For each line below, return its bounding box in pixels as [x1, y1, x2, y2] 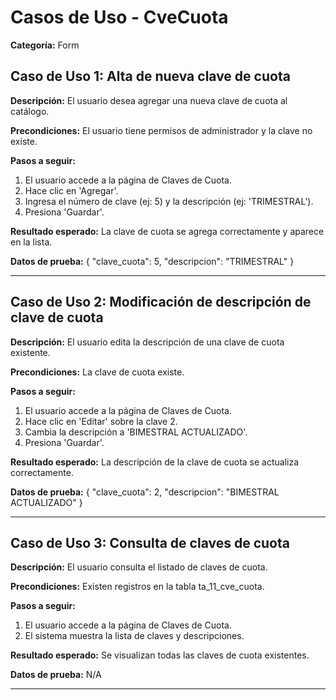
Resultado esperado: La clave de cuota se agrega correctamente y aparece [10, 225, 325, 237]
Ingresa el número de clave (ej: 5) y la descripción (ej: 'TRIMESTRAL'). [24, 195, 314, 207]
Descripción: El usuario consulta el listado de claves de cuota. [10, 561, 268, 573]
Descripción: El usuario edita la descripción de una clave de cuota [10, 336, 285, 348]
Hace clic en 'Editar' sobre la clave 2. [24, 415, 178, 427]
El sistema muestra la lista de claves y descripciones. [24, 630, 245, 642]
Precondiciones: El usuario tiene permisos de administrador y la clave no [10, 124, 313, 136]
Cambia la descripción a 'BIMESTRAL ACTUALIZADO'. [24, 426, 248, 438]
